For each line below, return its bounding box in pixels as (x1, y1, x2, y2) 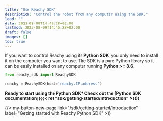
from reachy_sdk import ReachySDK (5, 72, 76, 77)
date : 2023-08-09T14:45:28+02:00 (5, 21, 74, 26)
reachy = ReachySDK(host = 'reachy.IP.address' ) (5, 81, 102, 86)
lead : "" (5, 16, 23, 21)
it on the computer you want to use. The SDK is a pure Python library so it (5, 57, 154, 64)
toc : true (5, 39, 26, 44)
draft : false (5, 30, 32, 35)
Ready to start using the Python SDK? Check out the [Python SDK (5, 90, 141, 96)
